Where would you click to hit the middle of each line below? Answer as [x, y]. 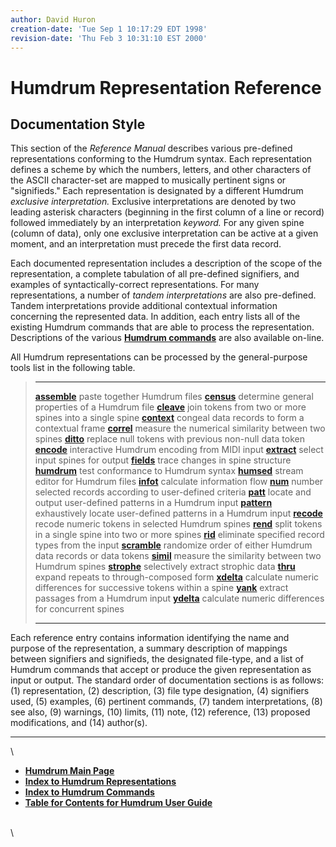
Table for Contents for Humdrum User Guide [118, 803]
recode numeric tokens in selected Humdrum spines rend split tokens [178, 524]
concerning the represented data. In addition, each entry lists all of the [155, 317]
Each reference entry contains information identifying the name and [150, 638]
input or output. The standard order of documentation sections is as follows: [167, 680]
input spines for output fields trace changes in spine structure [163, 460]
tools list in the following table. [73, 368]
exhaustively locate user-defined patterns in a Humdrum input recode [178, 513]
